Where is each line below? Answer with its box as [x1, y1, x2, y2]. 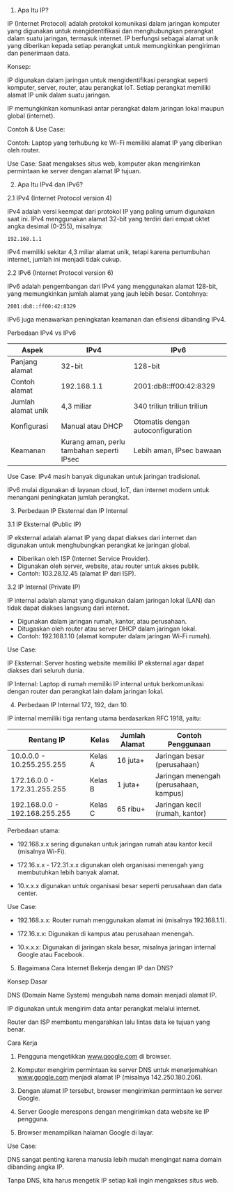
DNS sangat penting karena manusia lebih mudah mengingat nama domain [7, 1155, 221, 1163]
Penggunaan [167, 739, 211, 749]
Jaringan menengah [155, 771, 221, 780]
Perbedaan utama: [7, 826, 61, 835]
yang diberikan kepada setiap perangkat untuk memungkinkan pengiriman [7, 42, 221, 49]
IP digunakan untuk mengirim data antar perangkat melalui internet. [7, 1004, 201, 1012]
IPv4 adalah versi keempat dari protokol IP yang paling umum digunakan [7, 207, 215, 215]
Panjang [10, 357, 38, 366]
